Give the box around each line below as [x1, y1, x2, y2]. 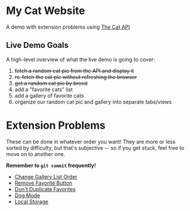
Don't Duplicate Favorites [14, 185, 76, 192]
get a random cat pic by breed [14, 79, 88, 87]
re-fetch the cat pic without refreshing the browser [14, 73, 137, 80]
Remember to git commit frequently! [6, 162, 96, 169]
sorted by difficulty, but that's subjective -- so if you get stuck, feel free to [6, 144, 185, 151]
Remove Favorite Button [14, 179, 72, 186]
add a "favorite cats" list [14, 86, 73, 93]
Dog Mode [14, 192, 40, 199]
